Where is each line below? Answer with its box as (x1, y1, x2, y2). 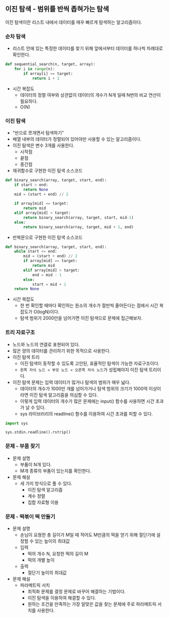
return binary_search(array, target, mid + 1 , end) (23, 224, 134, 229)
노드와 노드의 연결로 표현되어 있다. (12, 341, 80, 347)
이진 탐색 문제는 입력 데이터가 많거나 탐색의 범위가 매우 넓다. (12, 379, 131, 385)
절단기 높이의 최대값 (27, 569, 67, 576)
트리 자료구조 (5, 329, 35, 336)
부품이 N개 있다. (20, 461, 52, 467)
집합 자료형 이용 (27, 499, 59, 505)
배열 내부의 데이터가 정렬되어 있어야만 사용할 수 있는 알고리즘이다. (12, 136, 142, 142)
